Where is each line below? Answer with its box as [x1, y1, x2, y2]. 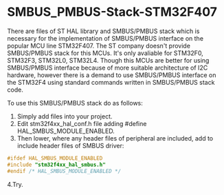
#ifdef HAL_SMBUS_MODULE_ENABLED [7, 154, 103, 162]
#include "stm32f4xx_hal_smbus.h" [7, 161, 107, 168]
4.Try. [7, 180, 24, 188]
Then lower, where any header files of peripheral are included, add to [16, 134, 214, 142]
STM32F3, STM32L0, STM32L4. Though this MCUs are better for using [7, 56, 210, 64]
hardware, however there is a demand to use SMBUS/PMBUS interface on [7, 70, 216, 79]
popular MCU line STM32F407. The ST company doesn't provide [7, 41, 191, 50]
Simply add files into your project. [16, 112, 113, 121]
